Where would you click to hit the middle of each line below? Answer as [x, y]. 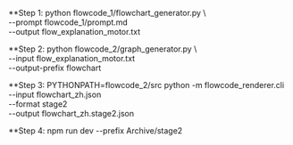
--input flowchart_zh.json [55, 94]
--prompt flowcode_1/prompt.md [68, 22]
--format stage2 [38, 104]
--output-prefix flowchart [55, 68]
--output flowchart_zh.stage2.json [71, 113]
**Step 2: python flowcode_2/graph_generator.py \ [103, 49]
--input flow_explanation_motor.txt [72, 58]
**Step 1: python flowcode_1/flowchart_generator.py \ [107, 13]
